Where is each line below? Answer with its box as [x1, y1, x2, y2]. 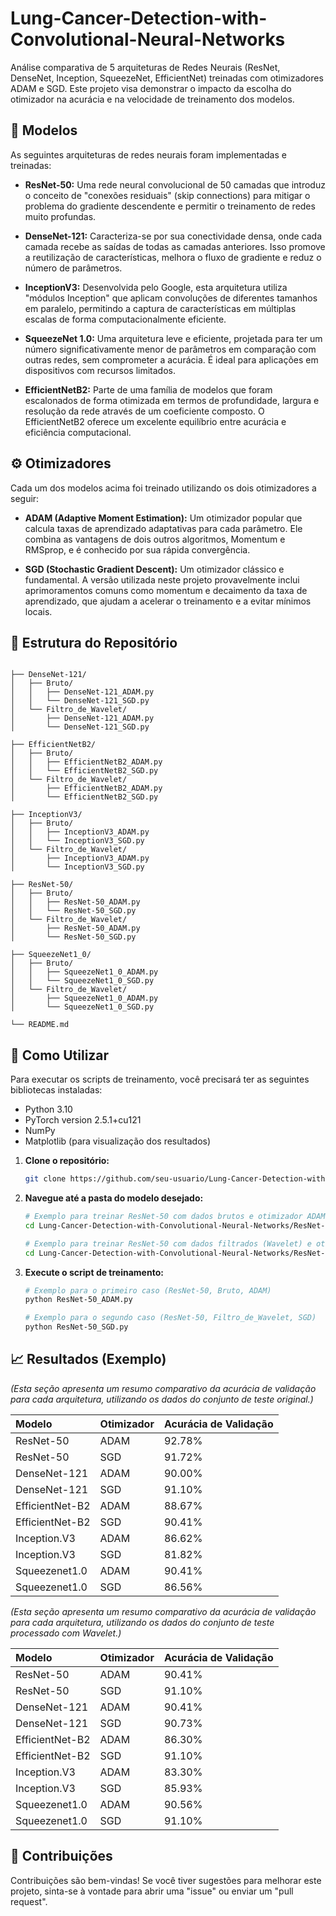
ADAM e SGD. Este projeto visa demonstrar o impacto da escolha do [10, 82, 292, 94]
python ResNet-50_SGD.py [24, 1322, 129, 1332]
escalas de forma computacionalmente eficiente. [24, 313, 227, 325]
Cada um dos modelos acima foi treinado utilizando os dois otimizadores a [10, 482, 317, 494]
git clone [24, 1174, 67, 1184]
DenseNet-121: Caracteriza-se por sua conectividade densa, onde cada [24, 230, 323, 242]
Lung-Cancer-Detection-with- [10, 7, 268, 30]
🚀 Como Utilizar [10, 1047, 110, 1064]
